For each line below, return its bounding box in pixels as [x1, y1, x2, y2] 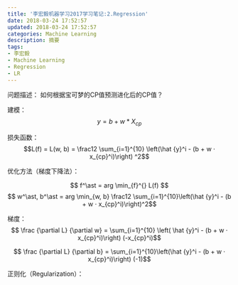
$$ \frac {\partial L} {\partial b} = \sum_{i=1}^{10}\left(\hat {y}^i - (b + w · [13, 247, 226, 256]
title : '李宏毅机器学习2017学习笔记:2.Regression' [7, 10, 148, 18]
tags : [7, 43, 23, 50]
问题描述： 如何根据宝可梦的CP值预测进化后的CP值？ [7, 90, 163, 99]
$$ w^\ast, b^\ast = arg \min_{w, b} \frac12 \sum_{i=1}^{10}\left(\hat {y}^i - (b [7, 193, 232, 201]
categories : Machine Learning [7, 30, 97, 38]
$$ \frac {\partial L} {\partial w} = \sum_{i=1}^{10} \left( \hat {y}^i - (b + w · [11, 226, 228, 235]
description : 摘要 [7, 37, 60, 44]
